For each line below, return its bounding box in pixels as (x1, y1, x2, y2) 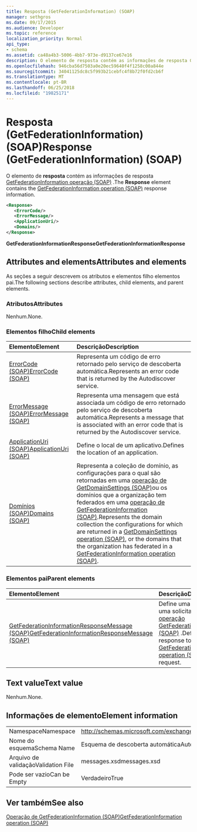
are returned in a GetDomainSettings (76, 528, 178, 536)
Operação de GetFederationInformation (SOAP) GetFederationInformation (6, 813, 182, 820)
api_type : (6, 42, 30, 47)
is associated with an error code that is (76, 421, 184, 429)
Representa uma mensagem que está (76, 391, 179, 400)
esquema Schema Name (9, 744, 75, 752)
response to (158, 636, 192, 645)
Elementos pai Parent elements (6, 575, 96, 583)
